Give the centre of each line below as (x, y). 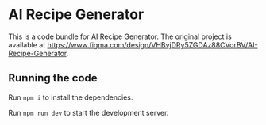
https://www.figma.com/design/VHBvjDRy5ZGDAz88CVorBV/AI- (152, 44)
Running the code (53, 78)
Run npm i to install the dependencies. (71, 97)
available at (27, 44)
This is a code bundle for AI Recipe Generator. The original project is (120, 36)
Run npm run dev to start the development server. (89, 112)
